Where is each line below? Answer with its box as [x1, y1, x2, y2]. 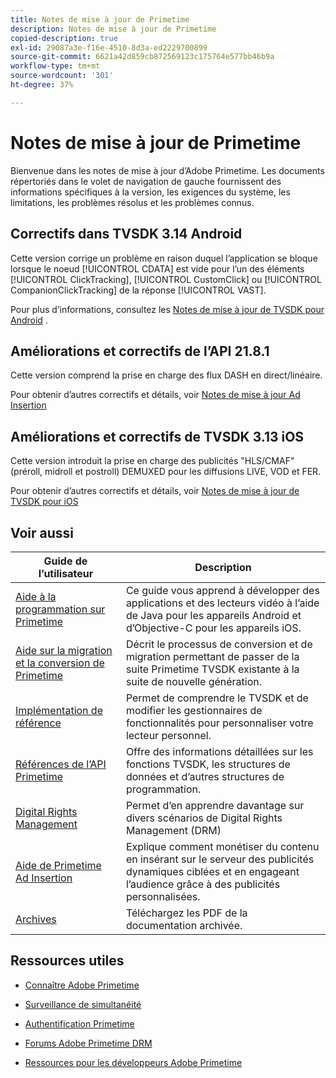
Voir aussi [10, 524, 74, 541]
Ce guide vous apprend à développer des [125, 583, 320, 597]
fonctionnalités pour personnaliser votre [125, 716, 314, 730]
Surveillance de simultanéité [24, 998, 142, 1010]
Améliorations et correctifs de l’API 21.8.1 [10, 342, 270, 360]
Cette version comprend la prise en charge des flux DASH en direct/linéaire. [10, 369, 323, 381]
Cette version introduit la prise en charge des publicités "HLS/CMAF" [10, 455, 295, 467]
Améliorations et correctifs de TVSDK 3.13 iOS [10, 428, 305, 445]
